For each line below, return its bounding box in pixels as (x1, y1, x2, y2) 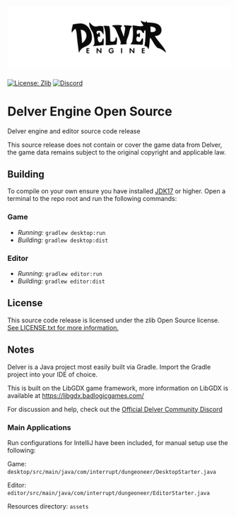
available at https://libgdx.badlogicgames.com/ (7, 391, 145, 400)
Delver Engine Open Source (7, 103, 173, 119)
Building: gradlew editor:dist (17, 277, 105, 286)
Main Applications (7, 422, 72, 432)
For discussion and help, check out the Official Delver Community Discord (7, 405, 223, 413)
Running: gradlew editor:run (17, 269, 102, 278)
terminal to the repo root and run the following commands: (7, 195, 177, 203)
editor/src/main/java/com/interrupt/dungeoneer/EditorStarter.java (7, 489, 211, 497)
